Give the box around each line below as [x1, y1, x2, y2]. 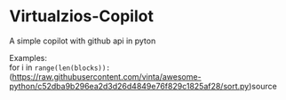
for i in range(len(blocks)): [9, 62, 111, 73]
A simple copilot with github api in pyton [9, 35, 156, 46]
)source [248, 81, 277, 91]
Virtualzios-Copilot [9, 6, 154, 27]
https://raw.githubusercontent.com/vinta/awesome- [12, 71, 202, 81]
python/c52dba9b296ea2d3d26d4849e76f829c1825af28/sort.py [9, 81, 250, 91]
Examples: [9, 52, 47, 63]
